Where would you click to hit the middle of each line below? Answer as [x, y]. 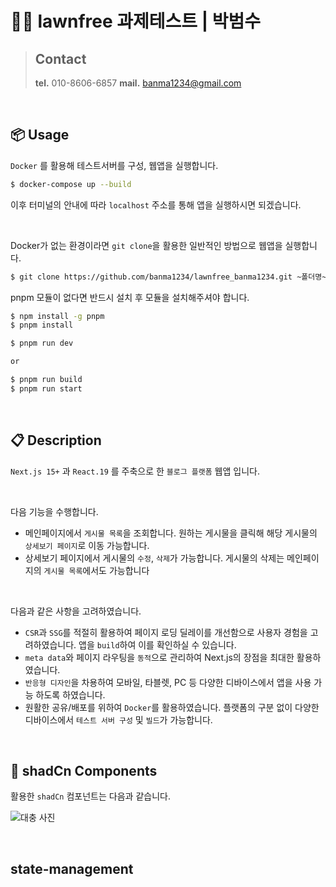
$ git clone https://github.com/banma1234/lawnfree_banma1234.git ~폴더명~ [168, 277]
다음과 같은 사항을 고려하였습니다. [76, 611]
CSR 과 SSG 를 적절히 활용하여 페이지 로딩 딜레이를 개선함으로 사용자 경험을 [166, 632]
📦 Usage [40, 135]
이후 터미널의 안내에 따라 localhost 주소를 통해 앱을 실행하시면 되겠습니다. [156, 204]
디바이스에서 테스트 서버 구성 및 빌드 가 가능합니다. [118, 719]
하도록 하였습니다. [70, 694]
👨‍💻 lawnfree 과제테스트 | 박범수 [136, 21]
